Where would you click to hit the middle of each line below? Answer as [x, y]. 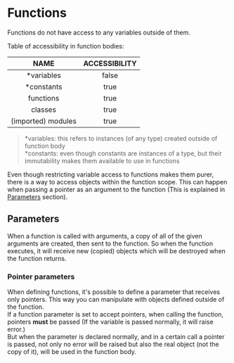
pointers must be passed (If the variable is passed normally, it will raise [110, 322]
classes [44, 109]
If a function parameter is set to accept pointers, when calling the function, [115, 314]
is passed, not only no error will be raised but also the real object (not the [113, 344]
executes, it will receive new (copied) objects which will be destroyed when [117, 250]
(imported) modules [44, 121]
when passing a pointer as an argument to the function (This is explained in [116, 189]
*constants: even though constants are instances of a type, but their [123, 153]
